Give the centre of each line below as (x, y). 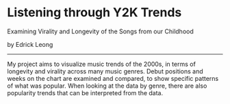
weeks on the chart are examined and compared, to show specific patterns (113, 78)
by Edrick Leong (30, 44)
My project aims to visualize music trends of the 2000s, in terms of (102, 64)
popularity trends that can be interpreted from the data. (85, 92)
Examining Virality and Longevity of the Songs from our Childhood (100, 31)
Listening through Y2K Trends (94, 13)
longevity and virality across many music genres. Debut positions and (105, 71)
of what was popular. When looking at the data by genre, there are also (107, 86)
